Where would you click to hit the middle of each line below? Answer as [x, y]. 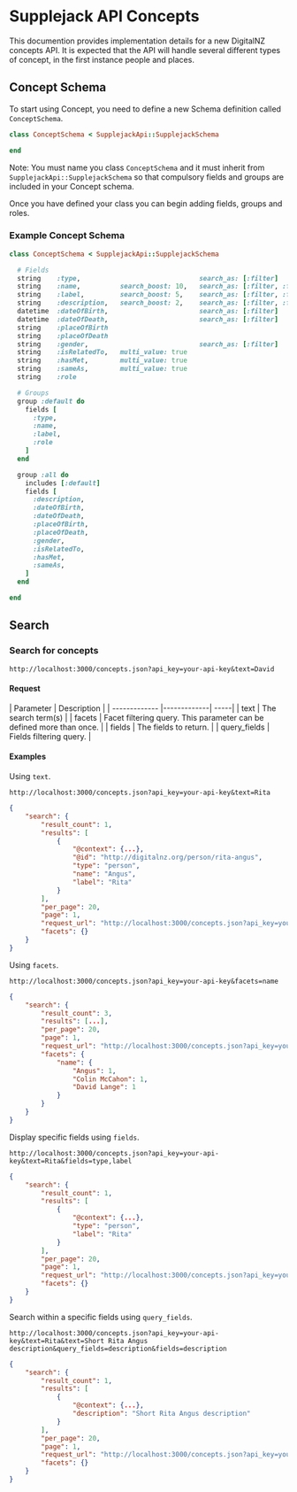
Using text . [30, 777]
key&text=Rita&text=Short [57, 1341]
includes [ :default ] [63, 483]
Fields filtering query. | [50, 736]
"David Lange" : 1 [104, 1087]
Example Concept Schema [67, 236]
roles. [19, 213]
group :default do [51, 401]
